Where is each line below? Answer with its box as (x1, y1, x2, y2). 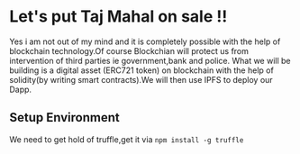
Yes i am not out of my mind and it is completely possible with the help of (9, 36, 281, 47)
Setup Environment (9, 110, 120, 125)
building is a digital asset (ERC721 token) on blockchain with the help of (9, 65, 275, 76)
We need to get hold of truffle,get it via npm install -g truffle (9, 133, 244, 145)
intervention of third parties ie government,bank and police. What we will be (9, 55, 291, 66)
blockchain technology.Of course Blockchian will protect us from (9, 45, 250, 56)
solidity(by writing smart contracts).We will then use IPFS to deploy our (9, 74, 273, 85)
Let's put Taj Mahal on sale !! (9, 6, 228, 27)
